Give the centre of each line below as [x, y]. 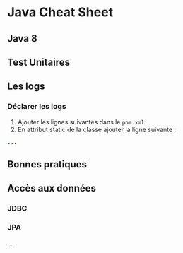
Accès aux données [52, 188]
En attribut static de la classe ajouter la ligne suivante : [97, 129]
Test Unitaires [39, 62]
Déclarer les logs [37, 107]
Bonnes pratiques [47, 164]
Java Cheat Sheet [60, 12]
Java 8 [22, 39]
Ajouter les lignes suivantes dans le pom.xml [81, 122]
